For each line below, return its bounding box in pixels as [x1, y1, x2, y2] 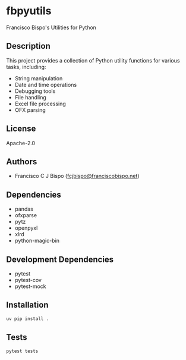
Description [6, 41, 51, 51]
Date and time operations [14, 81, 77, 88]
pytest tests [6, 348, 39, 354]
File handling [14, 93, 46, 101]
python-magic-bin [14, 237, 59, 245]
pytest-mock [14, 283, 46, 290]
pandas [14, 205, 34, 212]
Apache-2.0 [6, 139, 36, 146]
